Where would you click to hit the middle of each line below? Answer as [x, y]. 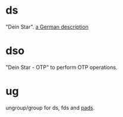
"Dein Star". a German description [47, 27]
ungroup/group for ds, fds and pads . [50, 107]
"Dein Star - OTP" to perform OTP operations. [61, 67]
